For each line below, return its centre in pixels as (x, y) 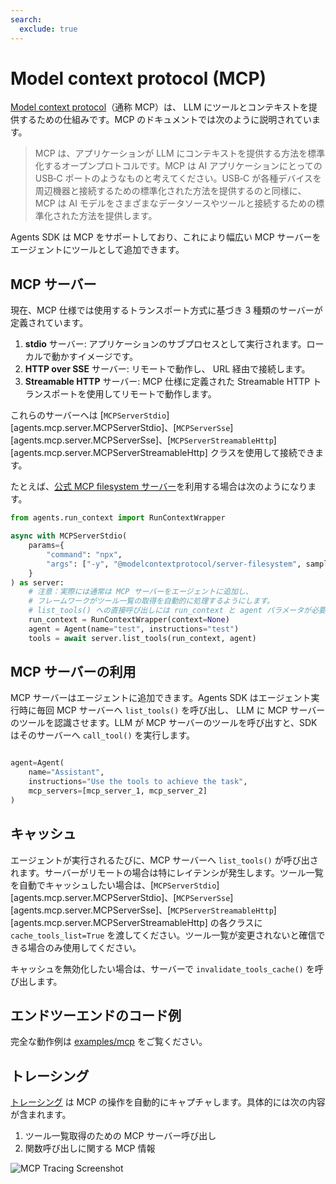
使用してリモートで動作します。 (151, 394)
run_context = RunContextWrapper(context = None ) (129, 620)
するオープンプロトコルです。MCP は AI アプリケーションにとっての (183, 166)
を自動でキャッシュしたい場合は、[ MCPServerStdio (113, 885)
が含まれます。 (41, 1115)
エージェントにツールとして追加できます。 (97, 250)
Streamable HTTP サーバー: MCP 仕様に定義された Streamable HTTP (167, 382)
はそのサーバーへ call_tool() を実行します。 (103, 735)
